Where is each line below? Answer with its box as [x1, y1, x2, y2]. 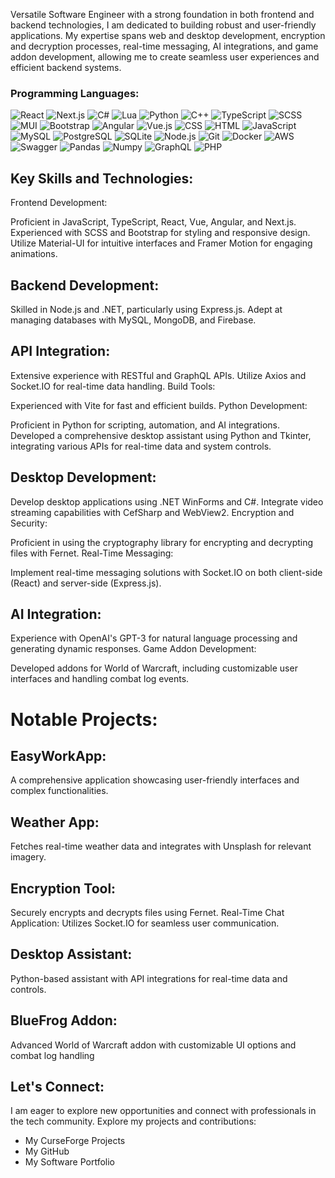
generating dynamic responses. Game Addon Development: [10, 643, 257, 655]
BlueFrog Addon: [10, 1012, 118, 1029]
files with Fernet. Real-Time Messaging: [10, 547, 174, 559]
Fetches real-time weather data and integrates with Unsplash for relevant [10, 840, 312, 853]
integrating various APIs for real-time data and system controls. [10, 440, 272, 452]
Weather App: [10, 814, 100, 831]
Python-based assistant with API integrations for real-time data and [10, 972, 288, 984]
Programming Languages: [10, 86, 140, 100]
